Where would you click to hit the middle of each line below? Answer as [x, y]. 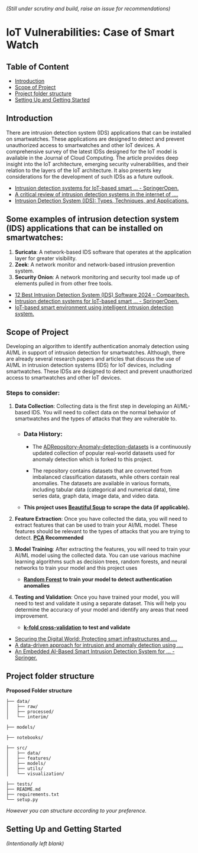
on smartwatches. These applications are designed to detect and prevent [95, 139]
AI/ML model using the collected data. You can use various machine [98, 556]
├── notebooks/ [25, 737]
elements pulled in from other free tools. [64, 283]
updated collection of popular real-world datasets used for [104, 453]
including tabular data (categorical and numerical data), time [106, 489]
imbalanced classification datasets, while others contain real [106, 477]
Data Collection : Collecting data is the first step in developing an [93, 406]
